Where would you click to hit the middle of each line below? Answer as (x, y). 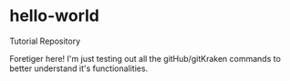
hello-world (55, 16)
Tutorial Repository (45, 41)
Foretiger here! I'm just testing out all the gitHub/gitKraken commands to (145, 58)
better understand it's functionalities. (79, 68)
